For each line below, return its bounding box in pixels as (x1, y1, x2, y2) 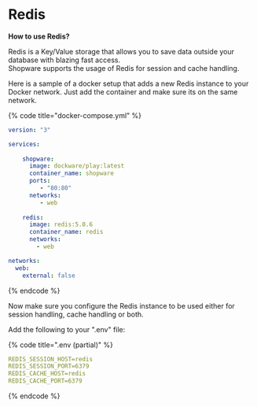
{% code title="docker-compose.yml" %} (8, 110, 141, 120)
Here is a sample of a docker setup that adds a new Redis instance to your (8, 79, 249, 88)
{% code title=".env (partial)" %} (8, 340, 114, 350)
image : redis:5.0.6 (28, 220, 93, 229)
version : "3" (8, 126, 51, 134)
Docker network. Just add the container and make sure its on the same (8, 87, 238, 96)
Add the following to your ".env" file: (8, 324, 126, 334)
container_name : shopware (28, 169, 114, 178)
